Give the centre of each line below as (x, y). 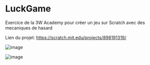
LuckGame (28, 9)
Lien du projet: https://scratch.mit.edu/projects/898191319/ (66, 37)
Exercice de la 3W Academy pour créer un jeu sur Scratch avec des (75, 22)
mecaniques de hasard (29, 27)
